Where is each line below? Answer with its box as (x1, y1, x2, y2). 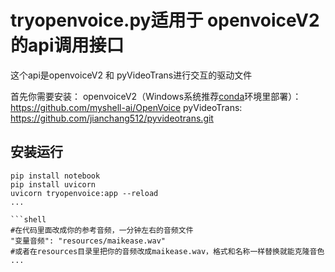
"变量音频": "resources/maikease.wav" (10, 236, 167, 246)
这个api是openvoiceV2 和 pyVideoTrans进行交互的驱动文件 (10, 69, 253, 81)
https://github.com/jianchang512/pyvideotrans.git (10, 112, 214, 124)
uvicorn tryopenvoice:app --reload (10, 188, 159, 198)
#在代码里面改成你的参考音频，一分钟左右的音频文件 (10, 225, 194, 235)
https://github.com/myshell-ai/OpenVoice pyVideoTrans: (10, 101, 243, 113)
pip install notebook (10, 171, 101, 181)
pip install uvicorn (10, 179, 97, 190)
